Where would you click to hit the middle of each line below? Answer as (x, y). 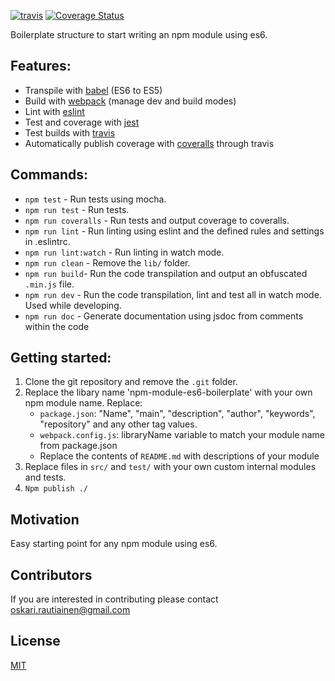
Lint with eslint (54, 111)
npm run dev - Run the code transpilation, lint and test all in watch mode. (173, 294)
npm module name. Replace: (83, 403)
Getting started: (61, 358)
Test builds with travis (70, 132)
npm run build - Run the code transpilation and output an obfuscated (166, 273)
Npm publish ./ (56, 489)
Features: (41, 66)
